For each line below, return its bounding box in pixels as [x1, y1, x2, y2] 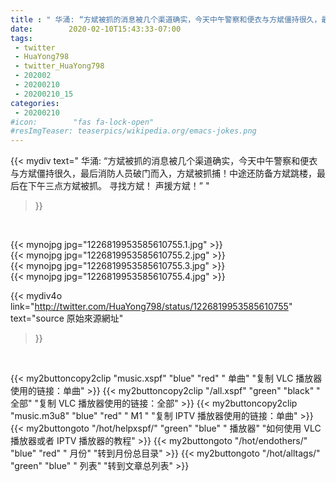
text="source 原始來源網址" [10, 312, 124, 325]
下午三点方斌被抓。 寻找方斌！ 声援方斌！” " [27, 180, 210, 192]
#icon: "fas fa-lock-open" [10, 117, 155, 127]
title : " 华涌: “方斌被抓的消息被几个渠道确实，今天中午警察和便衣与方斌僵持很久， [10, 14, 322, 25]
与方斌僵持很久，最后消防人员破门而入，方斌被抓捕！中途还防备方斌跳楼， [10, 167, 317, 180]
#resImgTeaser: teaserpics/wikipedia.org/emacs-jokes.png [10, 126, 257, 136]
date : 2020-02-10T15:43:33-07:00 [10, 24, 182, 34]
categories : [10, 98, 60, 108]
